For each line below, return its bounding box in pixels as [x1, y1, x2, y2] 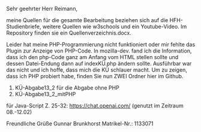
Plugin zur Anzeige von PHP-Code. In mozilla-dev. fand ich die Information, [6, 47, 192, 54]
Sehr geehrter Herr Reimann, [6, 5, 78, 12]
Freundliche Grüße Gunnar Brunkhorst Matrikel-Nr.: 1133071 [6, 120, 154, 127]
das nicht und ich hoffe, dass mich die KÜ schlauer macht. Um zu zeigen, [6, 66, 188, 73]
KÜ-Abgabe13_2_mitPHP [14, 91, 76, 97]
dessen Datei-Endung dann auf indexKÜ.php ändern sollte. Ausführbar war [6, 60, 192, 67]
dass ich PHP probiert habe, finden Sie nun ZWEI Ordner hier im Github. [6, 73, 184, 79]
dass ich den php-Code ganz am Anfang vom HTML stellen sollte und [6, 54, 179, 60]
